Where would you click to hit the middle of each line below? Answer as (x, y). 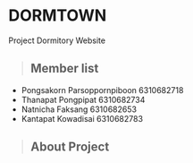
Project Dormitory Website (57, 40)
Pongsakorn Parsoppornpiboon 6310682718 (102, 90)
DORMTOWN (58, 16)
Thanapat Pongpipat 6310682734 (83, 99)
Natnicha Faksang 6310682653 (79, 109)
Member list (64, 69)
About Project (70, 147)
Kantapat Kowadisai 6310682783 (82, 118)
